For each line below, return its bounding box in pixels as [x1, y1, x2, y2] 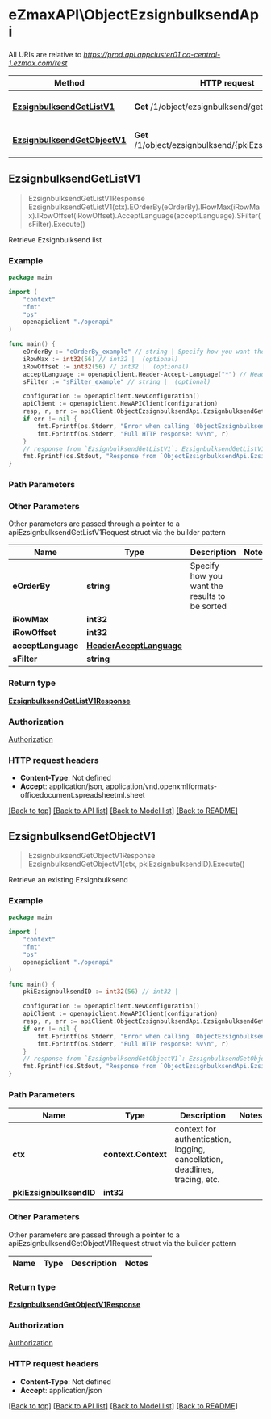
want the [190, 580, 223, 592]
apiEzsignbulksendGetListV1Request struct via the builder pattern [8, 528, 226, 537]
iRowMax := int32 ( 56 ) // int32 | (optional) [23, 355, 179, 363]
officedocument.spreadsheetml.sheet [19, 790, 145, 800]
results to [190, 591, 226, 602]
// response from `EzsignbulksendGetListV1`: [23, 444, 179, 453]
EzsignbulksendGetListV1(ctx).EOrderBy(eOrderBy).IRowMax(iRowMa [27, 202, 261, 212]
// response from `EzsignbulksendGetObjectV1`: [23, 1055, 186, 1063]
